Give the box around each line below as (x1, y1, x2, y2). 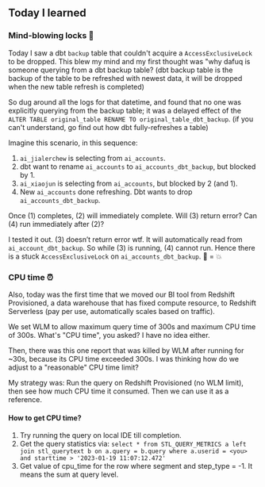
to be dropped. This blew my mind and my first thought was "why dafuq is (8, 56, 251, 66)
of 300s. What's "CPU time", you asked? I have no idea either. (8, 330, 210, 339)
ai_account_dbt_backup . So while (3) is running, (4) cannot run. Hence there (8, 243, 255, 252)
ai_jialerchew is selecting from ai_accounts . (19, 153, 167, 163)
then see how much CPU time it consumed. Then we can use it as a (8, 386, 229, 396)
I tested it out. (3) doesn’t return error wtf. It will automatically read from (8, 234, 244, 244)
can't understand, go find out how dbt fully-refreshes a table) (8, 122, 209, 132)
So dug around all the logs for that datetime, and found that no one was (8, 97, 242, 106)
